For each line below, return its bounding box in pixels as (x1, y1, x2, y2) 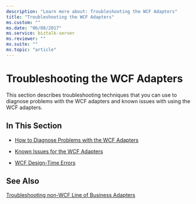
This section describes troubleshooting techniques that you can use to (6, 91, 177, 98)
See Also (6, 176, 39, 186)
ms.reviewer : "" (6, 36, 46, 42)
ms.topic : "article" (6, 47, 57, 53)
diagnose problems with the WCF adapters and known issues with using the (6, 97, 191, 104)
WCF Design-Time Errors (14, 159, 76, 166)
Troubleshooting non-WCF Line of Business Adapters (6, 192, 135, 199)
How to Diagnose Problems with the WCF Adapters (14, 136, 139, 144)
